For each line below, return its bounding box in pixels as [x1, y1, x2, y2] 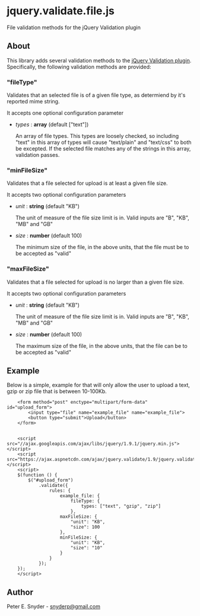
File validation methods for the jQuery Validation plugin [7, 24, 141, 31]
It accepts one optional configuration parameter [7, 109, 124, 117]
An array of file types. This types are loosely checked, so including [15, 133, 179, 140]
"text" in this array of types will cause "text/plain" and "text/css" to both [15, 139, 192, 146]
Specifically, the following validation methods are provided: [7, 63, 151, 70]
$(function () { [17, 472, 58, 478]
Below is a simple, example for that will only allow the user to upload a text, [7, 382, 191, 389]
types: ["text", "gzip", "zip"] [81, 504, 161, 510]
